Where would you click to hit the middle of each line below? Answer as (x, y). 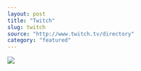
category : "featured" (39, 40)
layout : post (27, 14)
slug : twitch (27, 27)
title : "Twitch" (31, 21)
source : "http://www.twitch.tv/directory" (71, 34)
